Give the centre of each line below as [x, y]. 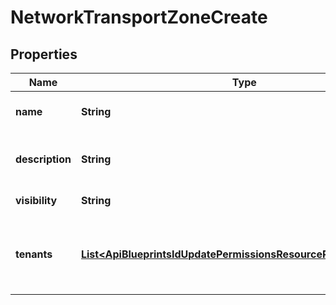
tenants [34, 254]
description [43, 159]
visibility [36, 200]
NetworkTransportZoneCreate [139, 17]
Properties [44, 54]
